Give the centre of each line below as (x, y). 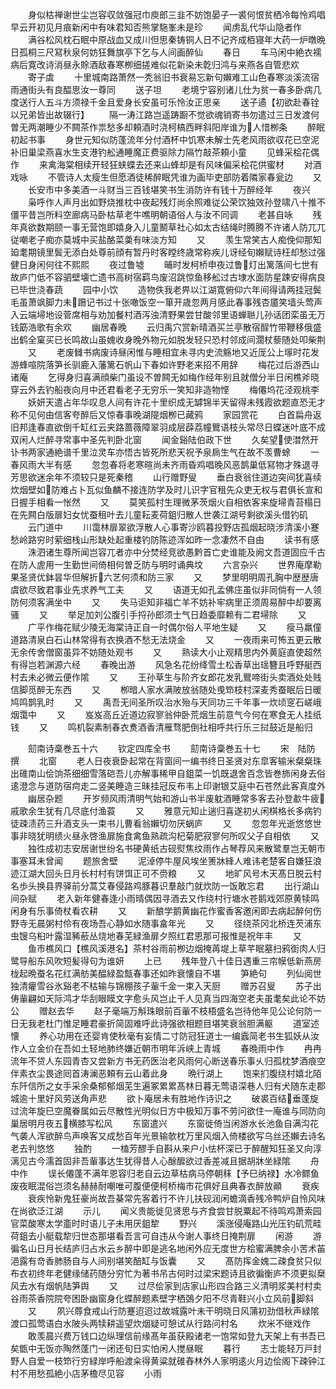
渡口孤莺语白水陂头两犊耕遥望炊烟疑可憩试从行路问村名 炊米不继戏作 (160, 1323)
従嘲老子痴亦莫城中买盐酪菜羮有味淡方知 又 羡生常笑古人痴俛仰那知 (166, 239)
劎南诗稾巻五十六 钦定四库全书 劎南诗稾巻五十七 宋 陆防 (171, 748)
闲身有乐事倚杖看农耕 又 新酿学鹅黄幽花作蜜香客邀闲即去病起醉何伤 (166, 911)
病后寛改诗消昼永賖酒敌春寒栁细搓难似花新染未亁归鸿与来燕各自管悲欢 (155, 64)
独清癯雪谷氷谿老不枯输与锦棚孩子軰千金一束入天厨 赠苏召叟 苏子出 (166, 986)
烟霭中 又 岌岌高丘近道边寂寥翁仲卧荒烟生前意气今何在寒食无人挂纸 (166, 714)
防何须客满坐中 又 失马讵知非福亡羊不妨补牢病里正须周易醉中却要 (161, 602)
